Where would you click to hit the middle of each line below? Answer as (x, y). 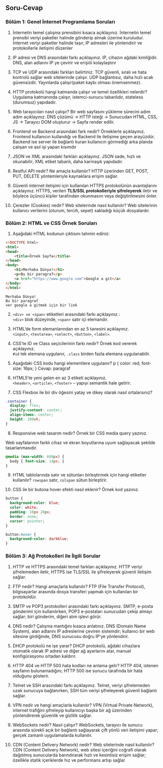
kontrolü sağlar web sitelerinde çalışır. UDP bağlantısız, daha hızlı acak (83, 77)
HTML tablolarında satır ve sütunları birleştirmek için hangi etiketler (80, 475)
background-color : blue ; (35, 503)
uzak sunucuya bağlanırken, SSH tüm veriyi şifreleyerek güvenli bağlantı (85, 690)
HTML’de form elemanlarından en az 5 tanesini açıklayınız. (71, 329)
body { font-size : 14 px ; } (37, 461)
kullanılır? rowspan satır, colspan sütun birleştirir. (60, 480)
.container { (19, 401)
